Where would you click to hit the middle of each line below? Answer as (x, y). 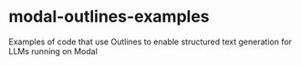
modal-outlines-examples (109, 17)
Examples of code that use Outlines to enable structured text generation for (150, 42)
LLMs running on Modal (53, 51)
